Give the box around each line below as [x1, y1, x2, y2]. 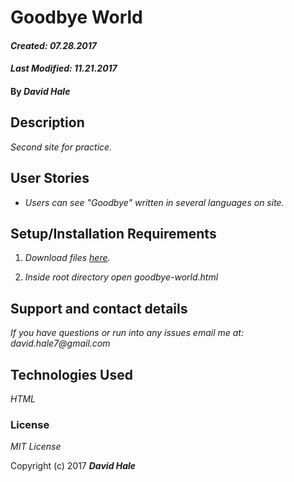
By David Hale [10, 85, 71, 97]
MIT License [10, 441, 62, 453]
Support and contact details [10, 300, 188, 317]
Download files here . [24, 252, 111, 264]
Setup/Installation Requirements [10, 225, 217, 242]
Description [10, 114, 85, 131]
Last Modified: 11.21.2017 [10, 62, 118, 75]
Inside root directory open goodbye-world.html [24, 271, 219, 283]
